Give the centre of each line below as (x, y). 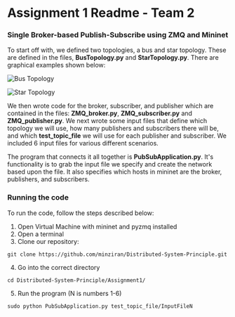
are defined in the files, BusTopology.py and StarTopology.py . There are (113, 58)
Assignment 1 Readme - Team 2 (101, 13)
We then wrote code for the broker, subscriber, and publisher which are (110, 106)
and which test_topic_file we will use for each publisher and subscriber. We (117, 136)
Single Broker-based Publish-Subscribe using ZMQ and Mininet (118, 35)
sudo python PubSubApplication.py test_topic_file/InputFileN (100, 306)
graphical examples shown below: (56, 65)
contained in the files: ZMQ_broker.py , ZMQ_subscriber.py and (100, 113)
